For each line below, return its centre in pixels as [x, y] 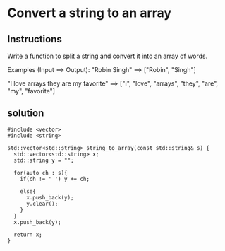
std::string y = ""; [44, 160]
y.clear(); [42, 204]
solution [26, 113]
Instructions [35, 39]
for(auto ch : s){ [41, 173]
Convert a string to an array [89, 13]
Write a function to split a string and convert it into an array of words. [108, 56]
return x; [28, 235]
